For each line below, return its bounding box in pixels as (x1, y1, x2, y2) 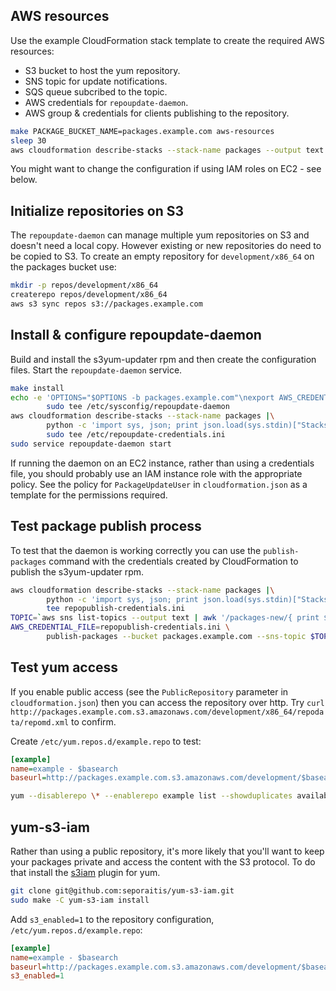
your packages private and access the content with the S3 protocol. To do (10, 856, 316, 868)
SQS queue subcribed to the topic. (24, 85, 168, 98)
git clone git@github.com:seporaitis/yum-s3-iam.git (10, 886, 235, 896)
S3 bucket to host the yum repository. (24, 64, 181, 76)
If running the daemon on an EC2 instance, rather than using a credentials (10, 457, 315, 469)
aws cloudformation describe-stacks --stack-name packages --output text (10, 145, 325, 155)
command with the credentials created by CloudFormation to (48, 555, 299, 567)
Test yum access (10, 659, 119, 676)
